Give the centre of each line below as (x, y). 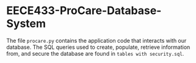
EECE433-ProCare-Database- (84, 11)
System (26, 24)
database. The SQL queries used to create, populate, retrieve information (98, 47)
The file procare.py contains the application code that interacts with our (96, 40)
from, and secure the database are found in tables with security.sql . (95, 53)
